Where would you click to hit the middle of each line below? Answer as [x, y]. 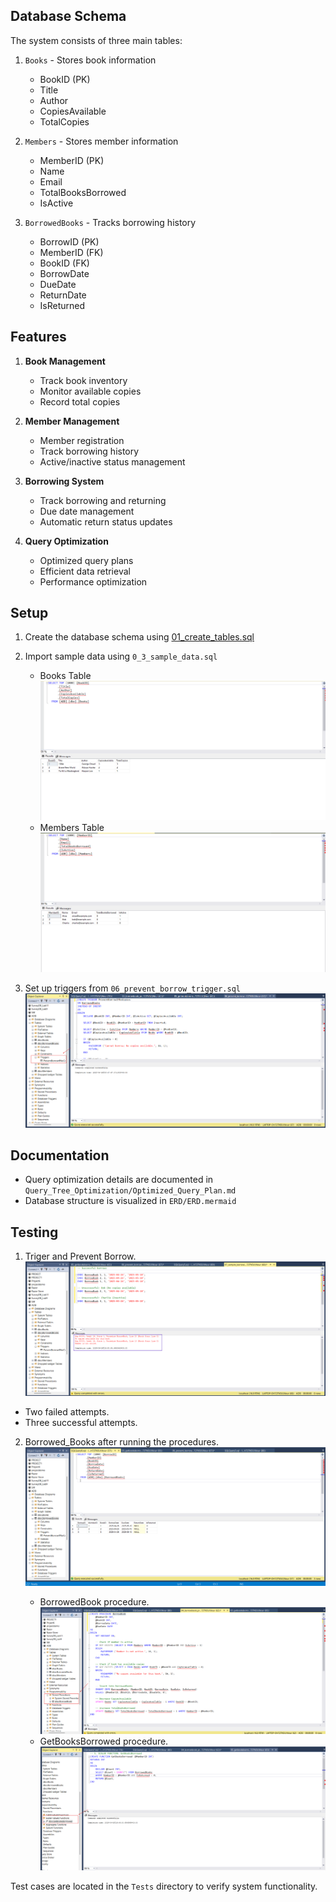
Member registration [82, 440]
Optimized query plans [86, 560]
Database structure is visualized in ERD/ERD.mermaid [130, 1201]
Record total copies [80, 401]
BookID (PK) [65, 79]
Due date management [87, 511]
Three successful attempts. [81, 1422]
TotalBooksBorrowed [83, 192]
